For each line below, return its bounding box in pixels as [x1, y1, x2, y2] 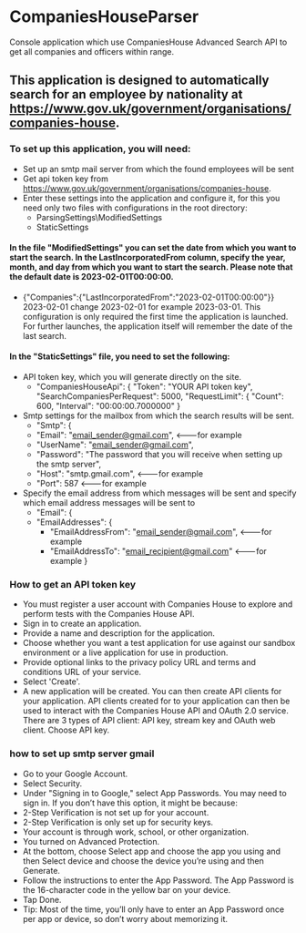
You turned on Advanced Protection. [22, 836, 160, 846]
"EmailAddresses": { [36, 517, 113, 528]
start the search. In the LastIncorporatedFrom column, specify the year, [9, 252, 286, 263]
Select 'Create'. [22, 676, 81, 687]
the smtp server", [36, 458, 102, 470]
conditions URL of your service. [22, 667, 142, 678]
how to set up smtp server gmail [9, 747, 155, 760]
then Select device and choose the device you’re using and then [22, 855, 264, 866]
